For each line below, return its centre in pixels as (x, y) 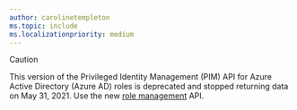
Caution (24, 60)
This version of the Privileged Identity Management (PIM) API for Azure (140, 77)
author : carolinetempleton (60, 17)
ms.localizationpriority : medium (72, 34)
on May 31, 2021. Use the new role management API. (107, 96)
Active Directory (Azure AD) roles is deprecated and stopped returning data (149, 87)
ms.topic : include (44, 26)
